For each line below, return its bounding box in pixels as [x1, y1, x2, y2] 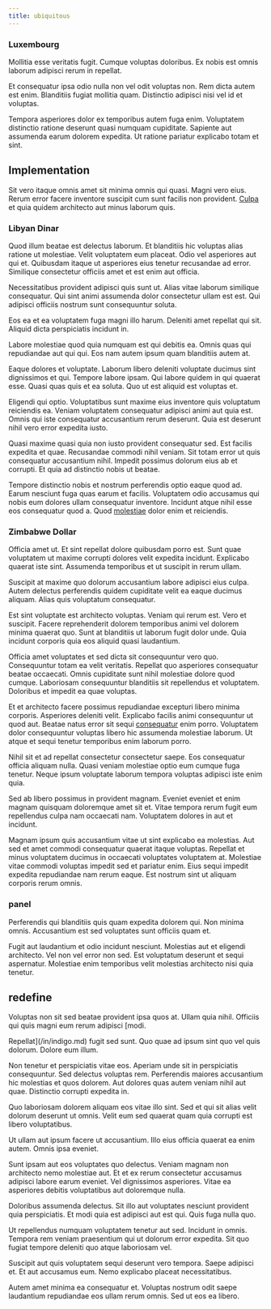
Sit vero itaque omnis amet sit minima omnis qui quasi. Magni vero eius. [8, 185, 247, 195]
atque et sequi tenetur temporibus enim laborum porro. [8, 737, 192, 746]
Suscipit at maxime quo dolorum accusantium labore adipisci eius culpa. [8, 577, 249, 588]
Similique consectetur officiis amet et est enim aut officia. [8, 267, 200, 276]
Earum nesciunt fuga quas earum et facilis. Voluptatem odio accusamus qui [8, 489, 260, 498]
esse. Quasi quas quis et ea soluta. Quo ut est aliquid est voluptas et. [8, 382, 239, 391]
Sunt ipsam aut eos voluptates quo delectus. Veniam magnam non [8, 1160, 229, 1170]
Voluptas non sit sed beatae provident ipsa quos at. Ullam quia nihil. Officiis [8, 1012, 260, 1022]
